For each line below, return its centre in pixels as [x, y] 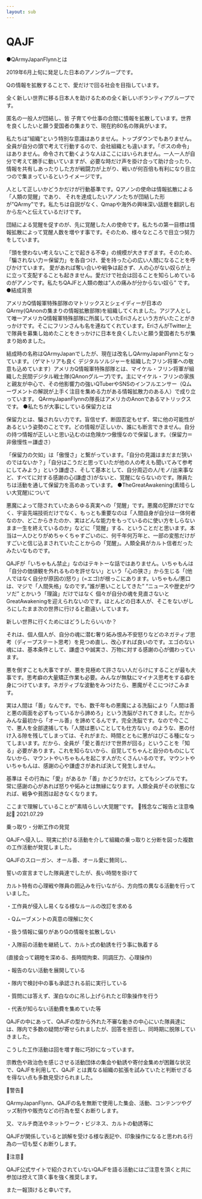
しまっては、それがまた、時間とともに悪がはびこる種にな [119, 735]
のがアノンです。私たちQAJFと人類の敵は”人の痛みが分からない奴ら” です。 [100, 283]
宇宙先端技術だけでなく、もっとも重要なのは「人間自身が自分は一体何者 [106, 513]
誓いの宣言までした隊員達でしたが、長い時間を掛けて [72, 872]
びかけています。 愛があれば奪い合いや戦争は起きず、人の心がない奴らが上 [99, 267]
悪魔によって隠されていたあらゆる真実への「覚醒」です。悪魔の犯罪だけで [98, 505]
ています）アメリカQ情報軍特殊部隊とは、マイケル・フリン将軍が [108, 368]
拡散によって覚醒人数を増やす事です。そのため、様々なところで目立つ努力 [103, 232]
